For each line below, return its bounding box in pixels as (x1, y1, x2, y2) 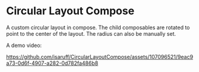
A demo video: (6, 42, 42, 49)
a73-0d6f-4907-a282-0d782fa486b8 (6, 60, 99, 67)
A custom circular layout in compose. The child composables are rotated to (6, 24, 190, 31)
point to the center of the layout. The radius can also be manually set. (6, 30, 176, 37)
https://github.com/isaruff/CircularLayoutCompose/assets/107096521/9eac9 (6, 53, 194, 60)
